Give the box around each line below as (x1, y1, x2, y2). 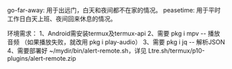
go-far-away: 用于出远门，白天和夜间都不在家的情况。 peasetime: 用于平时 (7, 6, 221, 14)
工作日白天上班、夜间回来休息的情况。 (7, 14, 116, 23)
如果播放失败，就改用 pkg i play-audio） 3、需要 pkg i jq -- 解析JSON (26, 38, 225, 46)
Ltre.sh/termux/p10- (148, 47, 206, 55)
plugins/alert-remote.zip (7, 55, 76, 62)
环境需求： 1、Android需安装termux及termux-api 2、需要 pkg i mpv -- (7, 30, 206, 37)
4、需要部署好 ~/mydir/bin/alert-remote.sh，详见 (7, 47, 147, 55)
